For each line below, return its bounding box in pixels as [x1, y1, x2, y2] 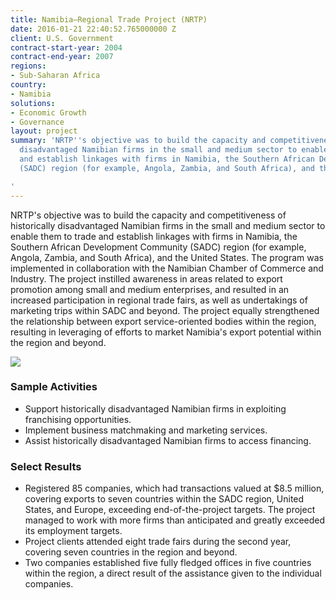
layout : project [10, 126, 78, 136]
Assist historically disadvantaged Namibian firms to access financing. [24, 434, 312, 446]
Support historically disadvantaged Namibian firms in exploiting [24, 402, 287, 415]
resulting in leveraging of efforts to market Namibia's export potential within [10, 326, 322, 338]
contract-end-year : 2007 [10, 52, 114, 62]
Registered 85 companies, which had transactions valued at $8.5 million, [24, 482, 325, 495]
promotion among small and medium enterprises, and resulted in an [10, 283, 290, 295]
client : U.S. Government [10, 33, 114, 43]
